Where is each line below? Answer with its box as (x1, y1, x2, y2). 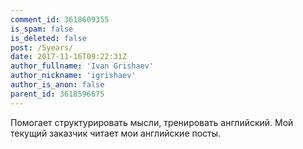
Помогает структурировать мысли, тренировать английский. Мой (10, 116, 294, 128)
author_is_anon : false (10, 80, 105, 90)
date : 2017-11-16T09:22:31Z (10, 52, 128, 62)
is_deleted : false (10, 33, 87, 43)
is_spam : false (10, 24, 74, 34)
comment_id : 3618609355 (10, 14, 110, 25)
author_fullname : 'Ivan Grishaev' (10, 61, 155, 71)
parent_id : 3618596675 (10, 89, 105, 99)
